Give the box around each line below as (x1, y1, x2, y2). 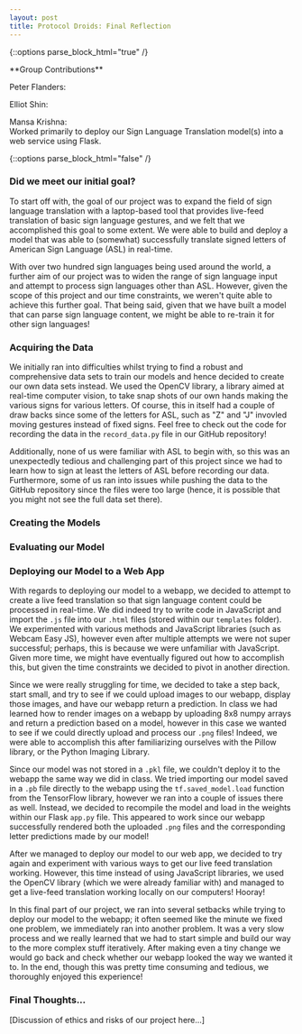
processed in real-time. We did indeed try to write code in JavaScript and (9, 605, 282, 616)
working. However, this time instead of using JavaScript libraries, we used (9, 867, 284, 879)
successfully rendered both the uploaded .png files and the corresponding (9, 821, 286, 832)
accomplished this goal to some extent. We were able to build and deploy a (9, 224, 288, 235)
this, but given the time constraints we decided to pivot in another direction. (9, 662, 290, 673)
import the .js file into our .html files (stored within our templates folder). (9, 614, 282, 625)
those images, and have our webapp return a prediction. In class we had (9, 699, 278, 709)
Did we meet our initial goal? (9, 175, 136, 188)
